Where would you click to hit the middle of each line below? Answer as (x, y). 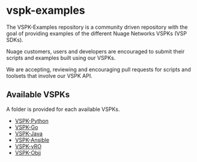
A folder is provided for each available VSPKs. (63, 109)
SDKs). (15, 40)
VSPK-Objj (28, 152)
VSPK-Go (26, 127)
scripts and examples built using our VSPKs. (61, 58)
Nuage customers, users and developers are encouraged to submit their (95, 51)
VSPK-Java (29, 133)
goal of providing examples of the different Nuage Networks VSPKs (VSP (97, 33)
